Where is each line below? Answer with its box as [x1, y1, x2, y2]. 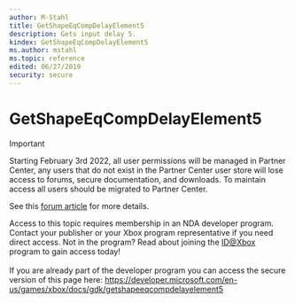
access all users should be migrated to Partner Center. [9, 183, 208, 194]
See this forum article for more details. [9, 200, 150, 211]
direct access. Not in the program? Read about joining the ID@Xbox [9, 237, 256, 247]
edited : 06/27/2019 [9, 63, 82, 72]
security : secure [9, 71, 74, 80]
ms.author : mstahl [9, 46, 77, 55]
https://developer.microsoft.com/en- [105, 274, 237, 284]
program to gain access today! [9, 245, 121, 257]
